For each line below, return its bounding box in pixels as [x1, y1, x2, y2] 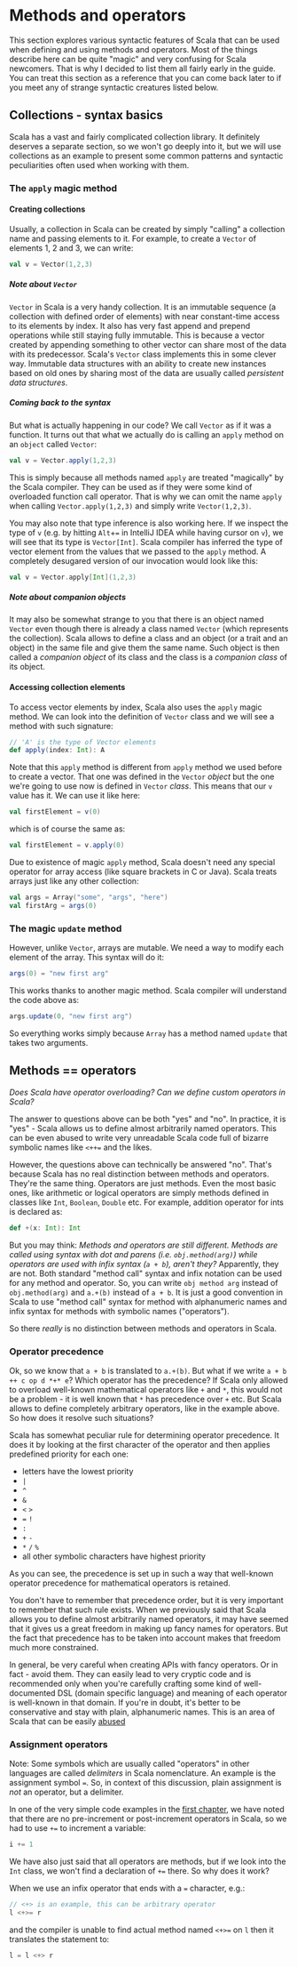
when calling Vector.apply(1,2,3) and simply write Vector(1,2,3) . [9, 500, 252, 511]
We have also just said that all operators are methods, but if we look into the [9, 1856, 286, 1867]
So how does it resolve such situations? [9, 1412, 154, 1423]
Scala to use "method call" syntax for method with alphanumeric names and [9, 1296, 287, 1307]
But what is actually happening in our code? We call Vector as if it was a [9, 420, 272, 430]
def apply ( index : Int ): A [9, 746, 105, 755]
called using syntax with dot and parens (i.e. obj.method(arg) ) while [9, 1248, 258, 1259]
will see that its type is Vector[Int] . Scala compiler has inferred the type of [9, 536, 284, 547]
